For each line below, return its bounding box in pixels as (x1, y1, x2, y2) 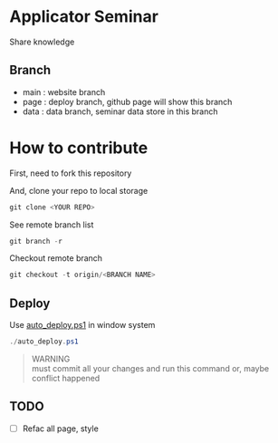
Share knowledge (9, 36, 75, 47)
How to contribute (9, 138, 149, 158)
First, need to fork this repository (9, 168, 132, 178)
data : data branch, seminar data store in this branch (22, 106, 218, 117)
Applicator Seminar (9, 6, 158, 27)
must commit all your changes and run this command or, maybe (31, 363, 270, 373)
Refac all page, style (22, 423, 100, 434)
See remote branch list (9, 219, 94, 230)
